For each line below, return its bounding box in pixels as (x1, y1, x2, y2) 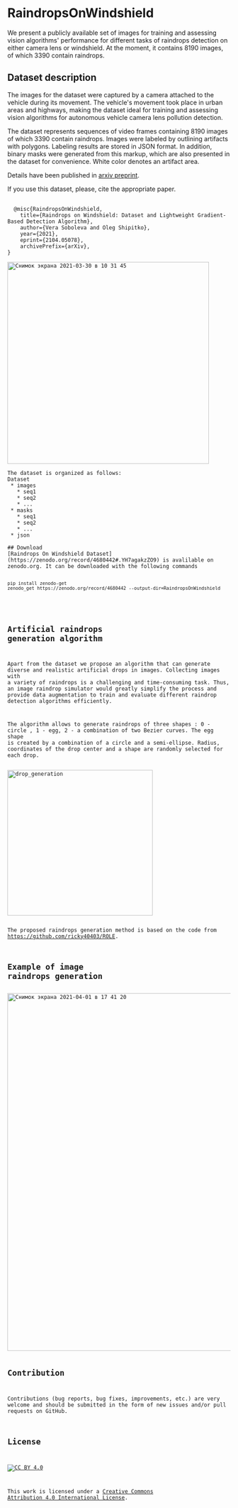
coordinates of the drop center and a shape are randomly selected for (7, 745, 223, 753)
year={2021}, (20, 230, 59, 237)
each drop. (7, 752, 40, 759)
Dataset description (7, 72, 97, 84)
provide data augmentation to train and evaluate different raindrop (7, 692, 217, 699)
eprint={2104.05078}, (20, 236, 84, 244)
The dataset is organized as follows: (7, 469, 122, 476)
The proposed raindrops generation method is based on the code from (7, 927, 217, 934)
